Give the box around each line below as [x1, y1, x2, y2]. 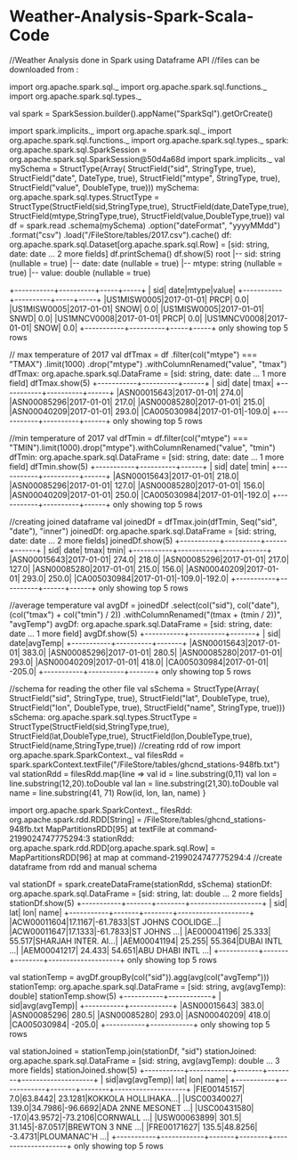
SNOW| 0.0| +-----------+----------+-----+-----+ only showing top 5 [34, 323, 289, 333]
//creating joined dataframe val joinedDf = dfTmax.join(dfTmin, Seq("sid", [9, 516, 278, 527]
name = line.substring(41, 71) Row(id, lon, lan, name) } [9, 787, 206, 798]
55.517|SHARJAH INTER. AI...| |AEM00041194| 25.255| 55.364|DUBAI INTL [9, 935, 283, 946]
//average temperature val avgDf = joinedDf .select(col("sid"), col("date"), [9, 600, 280, 610]
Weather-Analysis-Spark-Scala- [9, 6, 254, 27]
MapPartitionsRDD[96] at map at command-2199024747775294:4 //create [9, 852, 283, 862]
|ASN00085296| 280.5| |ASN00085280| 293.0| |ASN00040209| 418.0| [9, 1009, 271, 1020]
